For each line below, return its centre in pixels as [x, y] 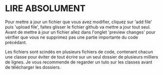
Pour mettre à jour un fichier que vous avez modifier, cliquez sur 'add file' [79, 22]
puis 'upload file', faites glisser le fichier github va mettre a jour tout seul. [78, 27]
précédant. [16, 42]
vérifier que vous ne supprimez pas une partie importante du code [72, 37]
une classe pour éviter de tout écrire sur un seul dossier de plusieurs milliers [82, 57]
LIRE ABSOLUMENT [45, 8]
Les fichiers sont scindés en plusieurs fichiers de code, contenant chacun [79, 52]
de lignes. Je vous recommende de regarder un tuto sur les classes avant [79, 62]
